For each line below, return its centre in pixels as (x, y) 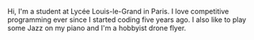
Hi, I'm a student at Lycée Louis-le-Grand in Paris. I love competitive (118, 11)
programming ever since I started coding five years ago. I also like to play (127, 20)
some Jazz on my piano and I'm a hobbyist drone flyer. (97, 28)
